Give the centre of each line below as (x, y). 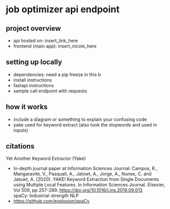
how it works (27, 107)
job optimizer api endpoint (63, 9)
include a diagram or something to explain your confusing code (80, 119)
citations (20, 146)
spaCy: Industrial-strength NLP (46, 196)
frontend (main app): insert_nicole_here (55, 46)
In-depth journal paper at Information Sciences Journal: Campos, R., (85, 169)
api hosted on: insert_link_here (46, 40)
